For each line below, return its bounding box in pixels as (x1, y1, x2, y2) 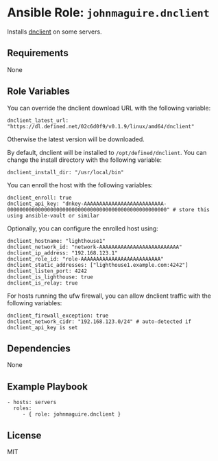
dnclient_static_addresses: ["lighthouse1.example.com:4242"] (7, 261, 189, 268)
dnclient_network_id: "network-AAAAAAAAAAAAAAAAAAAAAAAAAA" (7, 244, 183, 250)
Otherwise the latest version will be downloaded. (7, 135, 145, 143)
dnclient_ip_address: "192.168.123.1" (7, 249, 118, 257)
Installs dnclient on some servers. (7, 27, 102, 36)
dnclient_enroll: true (7, 194, 72, 201)
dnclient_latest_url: (7, 117, 69, 124)
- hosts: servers (7, 399, 57, 406)
